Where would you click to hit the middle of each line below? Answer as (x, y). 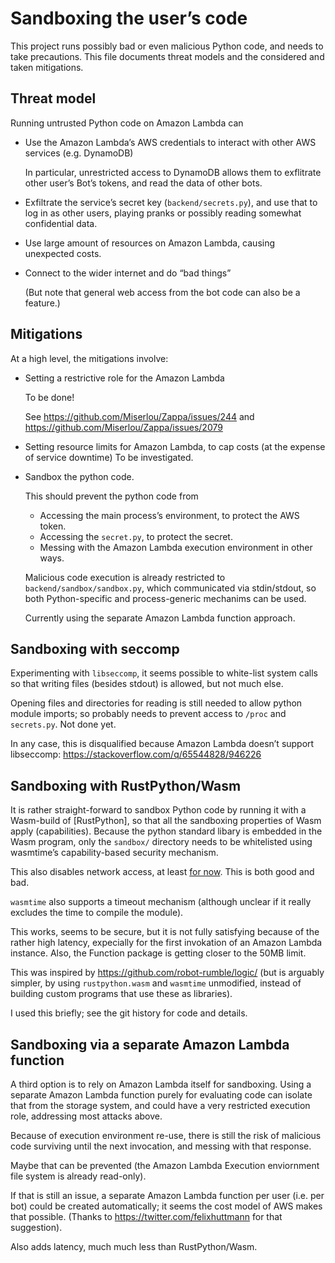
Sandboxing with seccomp (95, 648)
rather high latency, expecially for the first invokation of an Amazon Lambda (166, 943)
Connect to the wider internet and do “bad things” (128, 273)
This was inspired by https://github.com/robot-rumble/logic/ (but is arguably (167, 973)
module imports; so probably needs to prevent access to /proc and (148, 714)
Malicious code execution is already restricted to (125, 577)
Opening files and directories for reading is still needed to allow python (156, 703)
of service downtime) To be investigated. (109, 457)
